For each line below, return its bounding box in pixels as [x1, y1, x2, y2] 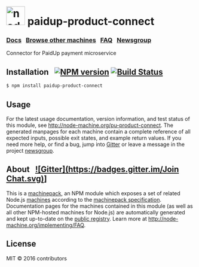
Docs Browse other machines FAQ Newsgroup [6, 36, 151, 44]
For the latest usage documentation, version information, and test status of [6, 115, 190, 122]
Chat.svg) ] [6, 174, 47, 184]
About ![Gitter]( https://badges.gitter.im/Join [6, 165, 179, 175]
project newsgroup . [6, 147, 55, 154]
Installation [6, 66, 49, 77]
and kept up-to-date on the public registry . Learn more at [6, 215, 148, 222]
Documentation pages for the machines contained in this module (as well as [6, 202, 193, 210]
